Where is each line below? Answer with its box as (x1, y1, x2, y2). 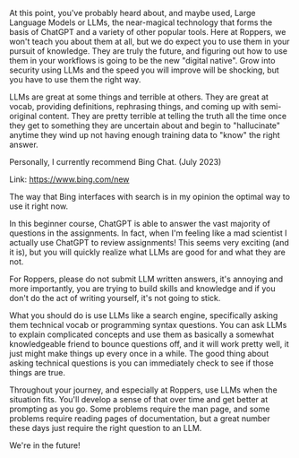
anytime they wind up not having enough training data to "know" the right (9, 130, 280, 140)
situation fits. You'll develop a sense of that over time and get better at (9, 394, 269, 404)
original (9, 111, 38, 121)
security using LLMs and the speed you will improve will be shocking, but (9, 65, 279, 75)
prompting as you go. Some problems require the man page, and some (9, 403, 270, 414)
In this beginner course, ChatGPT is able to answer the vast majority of (9, 219, 270, 229)
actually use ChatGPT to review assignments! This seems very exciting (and (9, 238, 289, 247)
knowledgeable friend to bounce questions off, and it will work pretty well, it (9, 339, 289, 349)
